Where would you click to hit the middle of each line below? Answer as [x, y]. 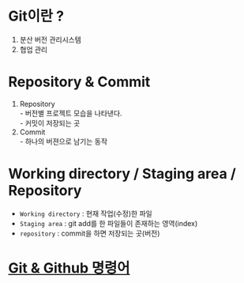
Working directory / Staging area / [122, 174]
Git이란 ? [36, 16]
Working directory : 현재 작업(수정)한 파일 [86, 213]
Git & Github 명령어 [69, 268]
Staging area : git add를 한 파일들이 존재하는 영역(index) [109, 223]
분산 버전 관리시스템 [50, 40]
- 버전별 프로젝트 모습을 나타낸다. [71, 113]
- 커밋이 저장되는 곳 [50, 123]
